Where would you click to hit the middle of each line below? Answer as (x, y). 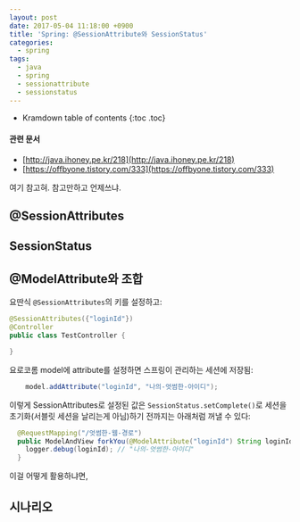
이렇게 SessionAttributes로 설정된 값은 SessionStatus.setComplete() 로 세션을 (148, 405)
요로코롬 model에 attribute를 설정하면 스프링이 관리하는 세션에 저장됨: (131, 369)
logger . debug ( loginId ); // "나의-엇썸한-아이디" (110, 450)
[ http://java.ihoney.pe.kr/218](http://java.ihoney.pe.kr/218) (128, 159)
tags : (19, 59)
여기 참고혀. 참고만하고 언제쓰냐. (66, 187)
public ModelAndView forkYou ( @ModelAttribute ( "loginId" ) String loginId (155, 441)
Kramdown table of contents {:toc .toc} (94, 118)
